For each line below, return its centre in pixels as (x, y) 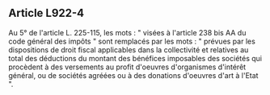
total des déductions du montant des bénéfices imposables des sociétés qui (135, 58)
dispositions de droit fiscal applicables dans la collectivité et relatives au (129, 50)
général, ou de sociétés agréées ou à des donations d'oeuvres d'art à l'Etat (133, 75)
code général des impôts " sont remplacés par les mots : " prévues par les (132, 41)
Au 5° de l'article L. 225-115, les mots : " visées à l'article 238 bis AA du (127, 32)
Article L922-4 (46, 13)
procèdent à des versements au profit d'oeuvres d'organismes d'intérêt (127, 67)
